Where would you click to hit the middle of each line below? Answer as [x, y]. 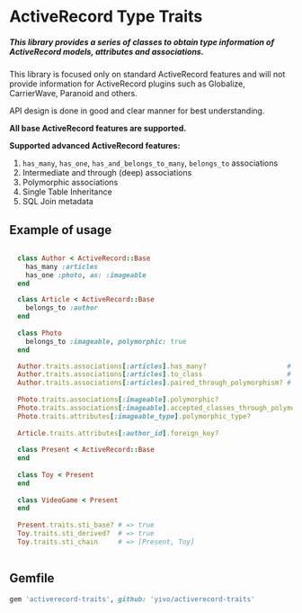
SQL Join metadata [58, 202]
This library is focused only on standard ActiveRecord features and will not [147, 75]
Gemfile [32, 578]
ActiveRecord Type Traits [106, 17]
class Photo [40, 333]
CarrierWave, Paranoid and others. [73, 94]
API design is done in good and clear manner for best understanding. [137, 111]
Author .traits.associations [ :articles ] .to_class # [155, 374]
